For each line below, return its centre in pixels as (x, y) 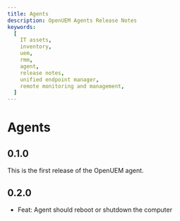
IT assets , (36, 40)
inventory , (36, 47)
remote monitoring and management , (72, 86)
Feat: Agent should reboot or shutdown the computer (95, 210)
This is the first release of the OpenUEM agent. (76, 171)
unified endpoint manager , (60, 79)
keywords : (22, 27)
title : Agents (28, 14)
